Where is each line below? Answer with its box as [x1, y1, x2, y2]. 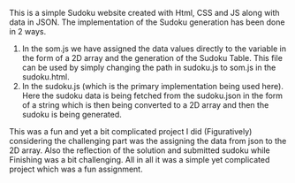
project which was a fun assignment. [9, 164, 143, 174]
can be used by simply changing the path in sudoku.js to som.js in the [21, 62, 276, 72]
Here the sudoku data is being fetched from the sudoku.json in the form [21, 90, 284, 101]
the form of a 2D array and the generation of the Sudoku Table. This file [21, 53, 283, 63]
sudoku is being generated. [21, 110, 122, 119]
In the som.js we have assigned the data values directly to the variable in [21, 43, 287, 54]
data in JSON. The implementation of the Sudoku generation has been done [9, 17, 285, 27]
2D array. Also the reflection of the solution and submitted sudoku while [9, 145, 271, 156]
